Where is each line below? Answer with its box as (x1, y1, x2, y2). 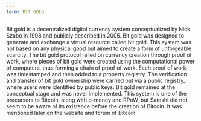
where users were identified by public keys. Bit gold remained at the (6, 83, 176, 91)
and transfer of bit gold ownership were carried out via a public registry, (6, 77, 185, 84)
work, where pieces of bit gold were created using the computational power (6, 57, 195, 65)
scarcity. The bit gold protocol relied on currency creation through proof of (6, 51, 192, 58)
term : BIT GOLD (6, 8, 45, 15)
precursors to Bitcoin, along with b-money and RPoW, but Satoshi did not (6, 96, 188, 103)
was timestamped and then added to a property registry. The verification (6, 70, 187, 77)
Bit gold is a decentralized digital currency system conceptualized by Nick (6, 25, 191, 33)
